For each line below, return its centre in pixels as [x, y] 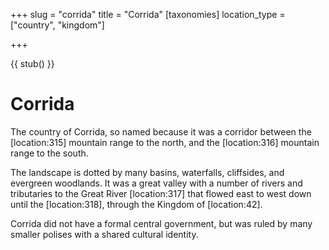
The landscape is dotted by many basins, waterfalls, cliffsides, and [147, 172]
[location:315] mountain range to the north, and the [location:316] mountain [165, 142]
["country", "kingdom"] [57, 25]
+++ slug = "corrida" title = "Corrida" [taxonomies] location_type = [148, 14]
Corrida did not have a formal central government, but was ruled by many [161, 223]
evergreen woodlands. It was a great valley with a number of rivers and [156, 183]
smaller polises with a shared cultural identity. [104, 234]
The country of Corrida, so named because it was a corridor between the [161, 131]
